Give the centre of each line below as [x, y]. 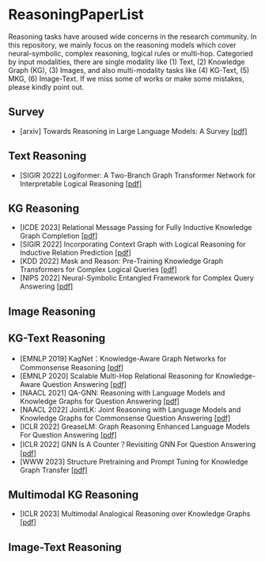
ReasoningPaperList [76, 15]
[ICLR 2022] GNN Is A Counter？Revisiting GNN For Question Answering [138, 444]
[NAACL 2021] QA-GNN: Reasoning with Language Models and [122, 392]
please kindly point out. [46, 87]
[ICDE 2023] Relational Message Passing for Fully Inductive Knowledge [136, 227]
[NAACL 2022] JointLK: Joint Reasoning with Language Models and [130, 409]
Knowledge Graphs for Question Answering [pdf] [99, 401]
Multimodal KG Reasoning [74, 494]
